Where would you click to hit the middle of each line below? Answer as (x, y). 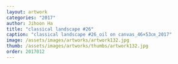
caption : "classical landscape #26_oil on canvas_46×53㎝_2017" (89, 35)
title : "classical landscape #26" (50, 29)
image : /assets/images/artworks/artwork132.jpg (68, 40)
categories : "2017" (31, 18)
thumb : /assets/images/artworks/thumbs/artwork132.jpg (77, 46)
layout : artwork (27, 12)
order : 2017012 (26, 52)
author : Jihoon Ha (30, 23)
